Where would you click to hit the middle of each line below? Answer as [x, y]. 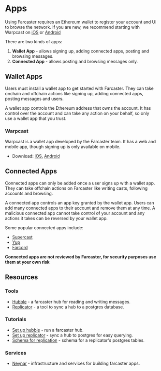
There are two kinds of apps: [34, 41]
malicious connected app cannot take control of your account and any [75, 213]
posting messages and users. [34, 99]
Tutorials [16, 320]
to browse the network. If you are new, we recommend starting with [73, 27]
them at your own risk [27, 262]
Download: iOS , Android [36, 156]
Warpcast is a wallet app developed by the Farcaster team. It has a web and [80, 142]
